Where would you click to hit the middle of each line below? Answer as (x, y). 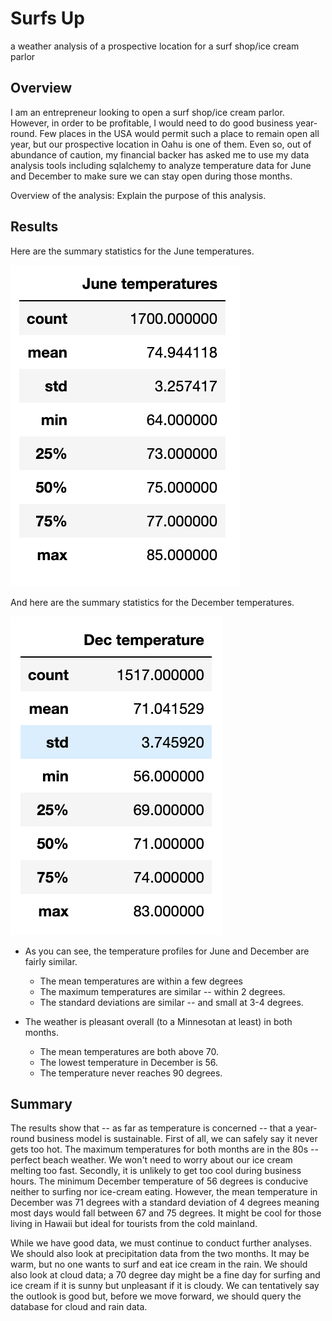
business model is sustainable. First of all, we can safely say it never (177, 1139)
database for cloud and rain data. (79, 1307)
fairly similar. (51, 961)
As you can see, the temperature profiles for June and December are (167, 951)
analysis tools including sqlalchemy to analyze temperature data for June (161, 165)
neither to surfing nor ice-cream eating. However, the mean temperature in (164, 1192)
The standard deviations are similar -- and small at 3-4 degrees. (171, 1002)
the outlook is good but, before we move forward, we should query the (156, 1296)
